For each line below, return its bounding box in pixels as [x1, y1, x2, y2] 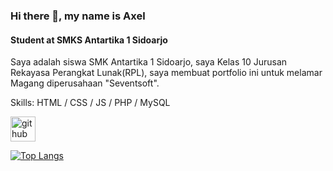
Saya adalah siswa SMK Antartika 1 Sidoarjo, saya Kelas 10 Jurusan [10, 56, 288, 68]
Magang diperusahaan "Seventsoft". [10, 77, 160, 89]
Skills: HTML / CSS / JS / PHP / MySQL [10, 97, 171, 109]
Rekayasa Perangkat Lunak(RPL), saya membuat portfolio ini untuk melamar [10, 67, 323, 79]
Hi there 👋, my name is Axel [10, 9, 146, 23]
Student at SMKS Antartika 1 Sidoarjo [10, 34, 168, 46]
